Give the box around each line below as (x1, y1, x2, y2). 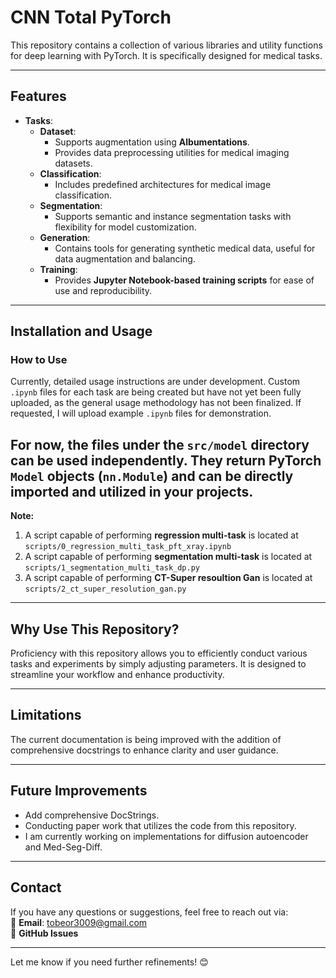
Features (10, 88, 67, 105)
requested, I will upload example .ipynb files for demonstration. (10, 407, 272, 420)
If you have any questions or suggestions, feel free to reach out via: (10, 906, 289, 918)
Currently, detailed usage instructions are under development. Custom (10, 376, 301, 388)
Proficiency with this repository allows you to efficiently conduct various (10, 647, 308, 660)
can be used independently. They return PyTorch (10, 452, 322, 469)
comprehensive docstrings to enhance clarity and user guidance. (10, 744, 279, 756)
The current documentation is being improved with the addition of (10, 733, 282, 745)
